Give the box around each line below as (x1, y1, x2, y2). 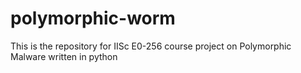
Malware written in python (10, 50, 118, 62)
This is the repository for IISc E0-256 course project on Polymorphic (10, 40, 292, 52)
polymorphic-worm (10, 7, 176, 30)
